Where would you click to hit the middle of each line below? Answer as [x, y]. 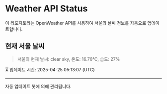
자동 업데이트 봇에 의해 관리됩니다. [38, 86]
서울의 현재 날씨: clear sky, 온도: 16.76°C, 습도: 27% [69, 59]
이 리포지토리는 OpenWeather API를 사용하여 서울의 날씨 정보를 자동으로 [76, 23]
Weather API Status [46, 9]
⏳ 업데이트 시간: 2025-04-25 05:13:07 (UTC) [50, 69]
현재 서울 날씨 [25, 46]
